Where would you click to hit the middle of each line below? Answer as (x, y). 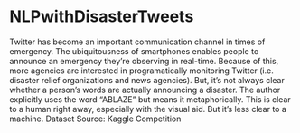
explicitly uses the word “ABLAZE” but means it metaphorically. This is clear (150, 99)
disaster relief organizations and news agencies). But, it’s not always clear (147, 80)
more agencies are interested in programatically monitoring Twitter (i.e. (141, 71)
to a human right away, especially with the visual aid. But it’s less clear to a (148, 109)
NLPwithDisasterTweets (102, 17)
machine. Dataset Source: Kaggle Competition (95, 119)
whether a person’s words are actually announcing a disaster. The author (145, 90)
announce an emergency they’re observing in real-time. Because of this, (144, 61)
